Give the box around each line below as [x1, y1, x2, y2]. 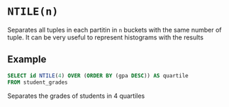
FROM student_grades [7, 79, 69, 86]
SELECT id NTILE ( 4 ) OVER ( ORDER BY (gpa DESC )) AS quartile [7, 72, 189, 79]
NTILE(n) [7, 5, 59, 18]
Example [7, 53, 47, 65]
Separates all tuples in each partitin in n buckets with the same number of [7, 25, 222, 34]
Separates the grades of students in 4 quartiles [7, 92, 145, 100]
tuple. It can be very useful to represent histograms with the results [7, 33, 204, 42]
